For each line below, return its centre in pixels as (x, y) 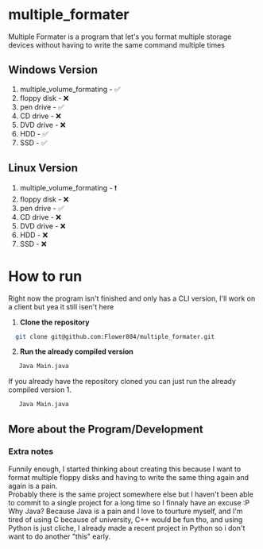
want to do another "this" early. (60, 536)
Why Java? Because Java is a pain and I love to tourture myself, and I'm (126, 511)
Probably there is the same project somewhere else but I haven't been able (131, 494)
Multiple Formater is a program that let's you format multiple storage (120, 36)
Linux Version (43, 168)
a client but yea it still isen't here (61, 306)
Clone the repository (54, 322)
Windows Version (53, 70)
